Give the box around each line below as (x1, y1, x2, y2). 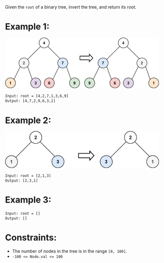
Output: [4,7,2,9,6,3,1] (5, 98, 56, 104)
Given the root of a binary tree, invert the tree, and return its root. (5, 4, 137, 10)
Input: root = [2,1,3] (5, 173, 51, 178)
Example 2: (5, 114, 51, 126)
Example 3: (5, 194, 51, 206)
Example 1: (5, 21, 50, 32)
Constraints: (5, 232, 57, 243)
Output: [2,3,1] (5, 178, 38, 183)
